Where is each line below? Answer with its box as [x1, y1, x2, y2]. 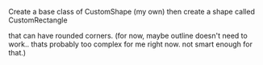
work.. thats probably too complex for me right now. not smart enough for [8, 39, 253, 49]
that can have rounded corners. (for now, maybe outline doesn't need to [8, 31, 248, 40]
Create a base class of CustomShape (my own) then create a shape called [8, 7, 256, 16]
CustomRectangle [8, 15, 68, 25]
